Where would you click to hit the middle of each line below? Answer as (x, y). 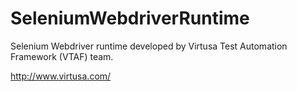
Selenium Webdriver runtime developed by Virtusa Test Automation (149, 46)
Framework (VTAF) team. (62, 56)
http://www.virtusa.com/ (61, 76)
